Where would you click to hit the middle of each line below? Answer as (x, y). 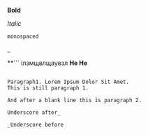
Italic (14, 23)
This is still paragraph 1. (48, 88)
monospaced (23, 36)
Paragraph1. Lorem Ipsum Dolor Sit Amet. (68, 82)
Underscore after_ (34, 113)
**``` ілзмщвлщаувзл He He (47, 63)
